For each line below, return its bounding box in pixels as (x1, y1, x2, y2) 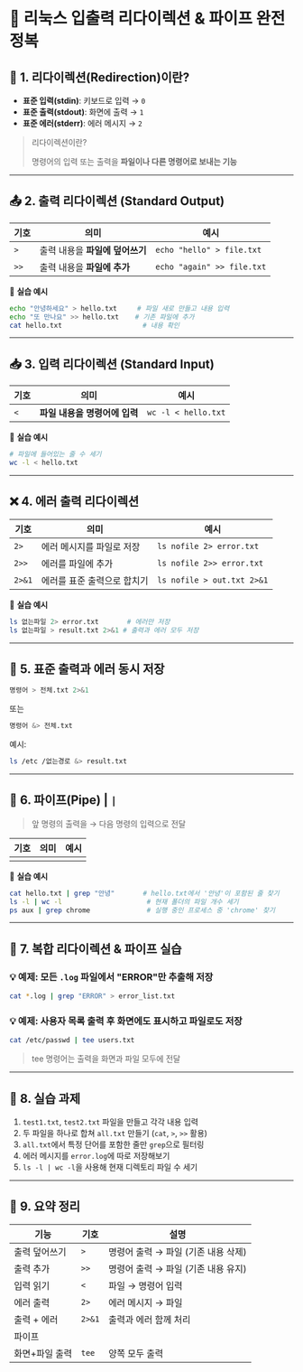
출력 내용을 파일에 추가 (39, 261, 131, 274)
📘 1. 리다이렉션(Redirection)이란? (9, 70, 190, 85)
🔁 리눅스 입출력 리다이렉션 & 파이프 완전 (9, 8, 286, 29)
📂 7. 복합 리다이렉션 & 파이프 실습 (9, 941, 182, 957)
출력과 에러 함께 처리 (107, 1313, 191, 1326)
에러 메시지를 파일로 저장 (41, 540, 141, 553)
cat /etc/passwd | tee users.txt (9, 1036, 135, 1045)
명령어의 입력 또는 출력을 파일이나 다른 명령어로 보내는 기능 (31, 156, 237, 167)
